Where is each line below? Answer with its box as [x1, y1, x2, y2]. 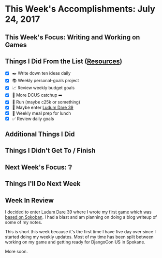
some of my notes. [5, 220, 43, 225]
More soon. [5, 249, 28, 255]
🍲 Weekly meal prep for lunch [12, 110, 71, 116]
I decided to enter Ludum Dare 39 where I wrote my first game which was [5, 209, 152, 215]
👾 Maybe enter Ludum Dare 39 [12, 104, 74, 110]
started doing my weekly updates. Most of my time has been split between [5, 234, 154, 240]
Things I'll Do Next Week [5, 180, 81, 188]
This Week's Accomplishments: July [5, 3, 156, 15]
